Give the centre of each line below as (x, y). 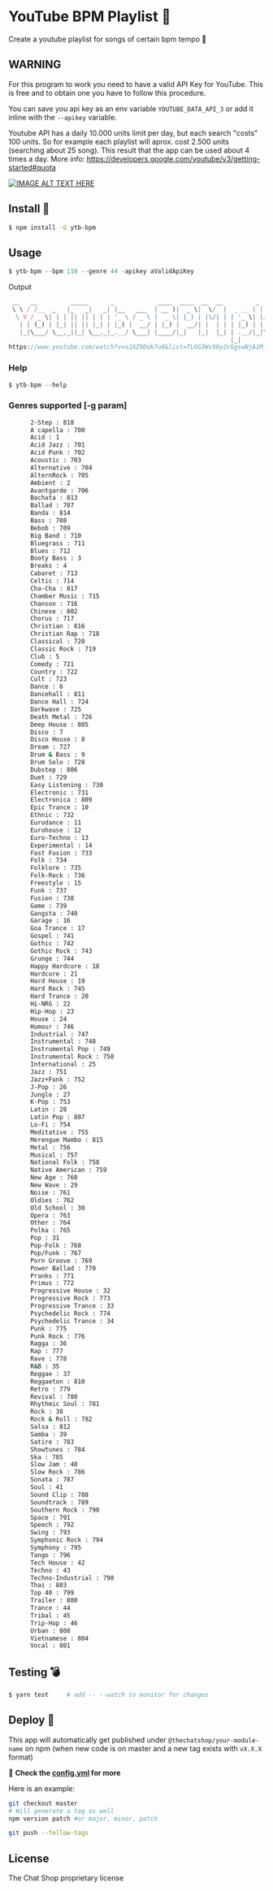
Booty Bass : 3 (56, 558)
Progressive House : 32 (70, 1291)
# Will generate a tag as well (61, 1811)
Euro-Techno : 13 (59, 837)
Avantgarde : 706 (59, 491)
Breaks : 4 (48, 566)
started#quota (32, 167)
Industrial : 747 (59, 1034)
